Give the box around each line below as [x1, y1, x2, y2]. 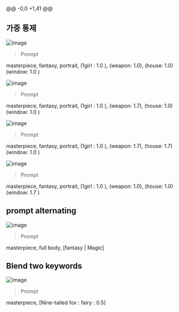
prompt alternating [6, 206, 77, 216]
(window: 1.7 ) [6, 188, 40, 196]
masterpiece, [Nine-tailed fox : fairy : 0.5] [6, 299, 106, 306]
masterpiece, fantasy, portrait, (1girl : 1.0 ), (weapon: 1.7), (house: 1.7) [6, 142, 173, 149]
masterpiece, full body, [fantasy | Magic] [6, 244, 104, 251]
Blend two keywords [6, 261, 82, 271]
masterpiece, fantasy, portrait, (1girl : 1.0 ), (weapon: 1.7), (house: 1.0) [6, 102, 173, 109]
